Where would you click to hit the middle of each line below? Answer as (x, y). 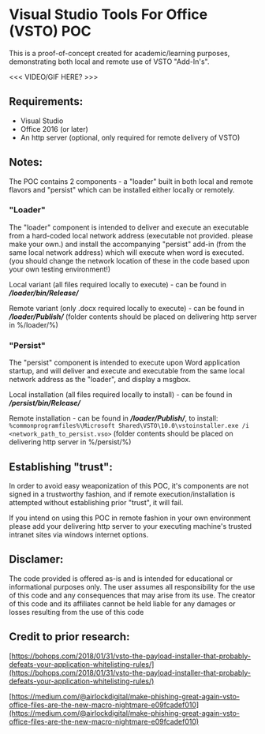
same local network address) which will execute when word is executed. (127, 252)
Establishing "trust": (61, 467)
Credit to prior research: (69, 637)
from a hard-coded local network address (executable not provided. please (131, 235)
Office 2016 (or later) (54, 129)
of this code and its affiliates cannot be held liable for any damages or (122, 603)
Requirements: (46, 101)
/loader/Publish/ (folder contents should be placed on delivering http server (133, 316)
